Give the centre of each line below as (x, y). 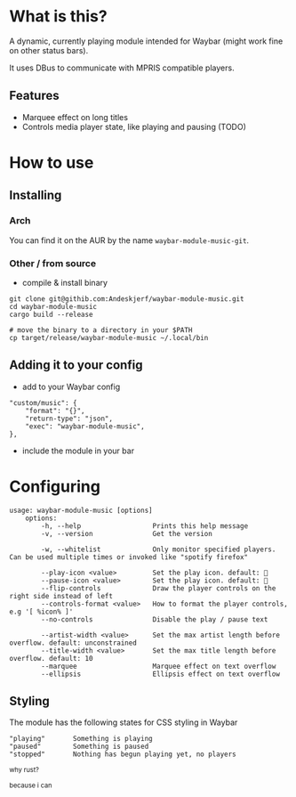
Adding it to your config (76, 366)
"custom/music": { (43, 403)
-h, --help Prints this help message (145, 526)
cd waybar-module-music (53, 306)
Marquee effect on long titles (75, 117)
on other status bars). (49, 50)
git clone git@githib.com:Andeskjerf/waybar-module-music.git (127, 299)
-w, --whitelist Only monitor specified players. (159, 549)
